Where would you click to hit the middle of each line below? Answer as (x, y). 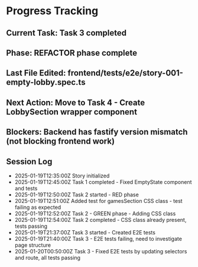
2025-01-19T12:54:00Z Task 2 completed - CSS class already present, (100, 220)
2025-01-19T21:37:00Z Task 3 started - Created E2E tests (85, 232)
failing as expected (38, 207)
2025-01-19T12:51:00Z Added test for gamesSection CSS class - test (98, 201)
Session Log (29, 161)
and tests (26, 188)
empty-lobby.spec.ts (46, 82)
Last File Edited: (36, 73)
